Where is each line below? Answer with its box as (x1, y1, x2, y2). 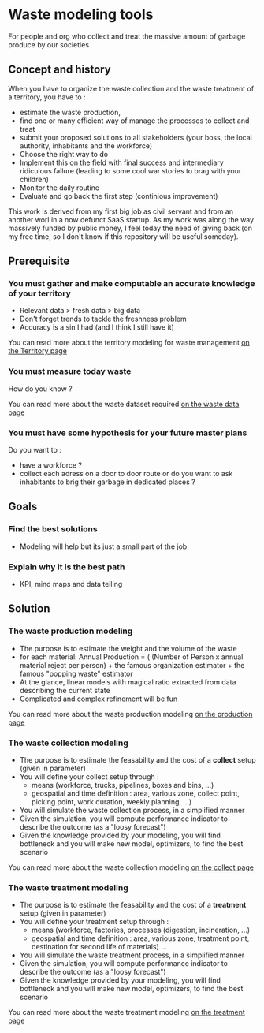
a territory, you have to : (8, 92, 86, 102)
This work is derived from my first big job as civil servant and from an (8, 207, 234, 216)
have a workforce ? (19, 461, 83, 470)
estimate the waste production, (19, 107, 121, 117)
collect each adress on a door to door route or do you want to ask (19, 469, 233, 479)
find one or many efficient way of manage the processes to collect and (19, 116, 250, 125)
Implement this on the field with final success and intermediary (19, 158, 225, 167)
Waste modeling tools (8, 6, 154, 24)
